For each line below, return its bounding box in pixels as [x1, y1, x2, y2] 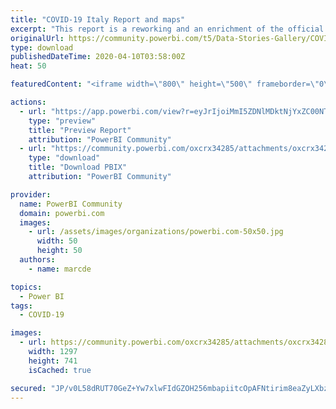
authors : [19, 255, 56, 265]
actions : [10, 97, 47, 107]
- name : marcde [28, 264, 92, 274]
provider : [10, 189, 52, 200]
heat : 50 [10, 61, 47, 71]
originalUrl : [10, 33, 65, 43]
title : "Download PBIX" [28, 162, 128, 173]
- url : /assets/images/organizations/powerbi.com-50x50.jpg [28, 227, 284, 237]
